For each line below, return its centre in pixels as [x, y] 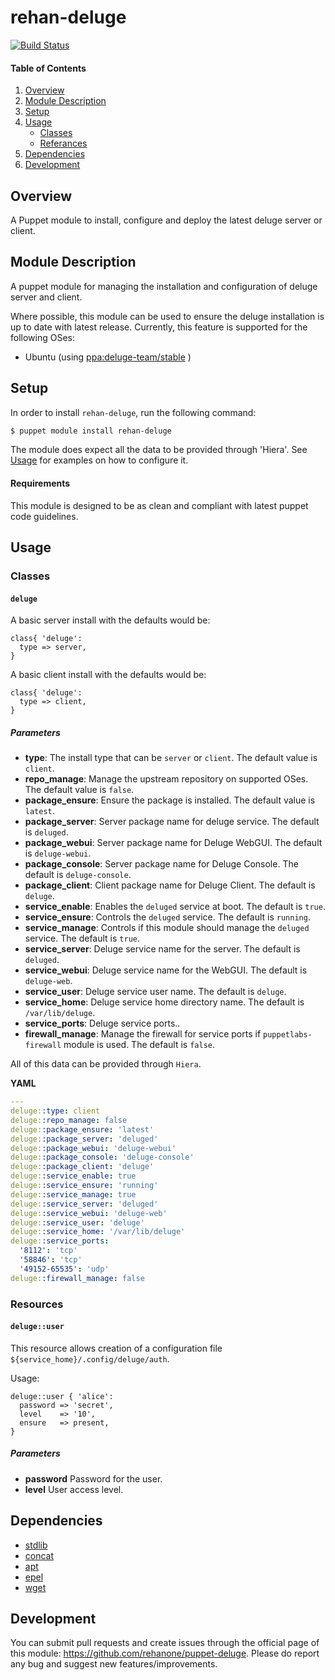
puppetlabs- [288, 1035]
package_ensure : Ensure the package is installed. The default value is [170, 800]
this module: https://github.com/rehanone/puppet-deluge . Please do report [165, 1653]
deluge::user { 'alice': [62, 1396]
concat [39, 1555]
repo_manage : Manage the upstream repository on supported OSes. [166, 779]
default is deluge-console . [78, 875]
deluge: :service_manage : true [73, 1194]
